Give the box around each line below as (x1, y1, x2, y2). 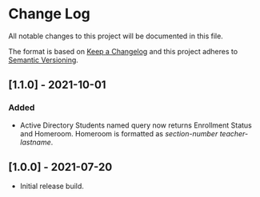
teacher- (219, 128, 249, 138)
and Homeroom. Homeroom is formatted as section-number (19, 128, 218, 138)
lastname (19, 137, 51, 147)
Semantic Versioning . (8, 55, 78, 65)
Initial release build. (19, 181, 84, 191)
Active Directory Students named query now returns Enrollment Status (19, 120, 252, 130)
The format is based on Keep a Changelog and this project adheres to (8, 46, 238, 56)
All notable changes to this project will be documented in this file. (8, 31, 224, 41)
